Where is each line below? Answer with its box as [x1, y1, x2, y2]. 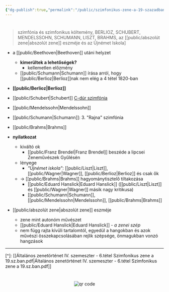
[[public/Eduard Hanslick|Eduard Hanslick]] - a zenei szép [20, 222, 141, 228]
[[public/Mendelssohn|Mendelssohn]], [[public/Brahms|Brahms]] [27, 197, 162, 203]
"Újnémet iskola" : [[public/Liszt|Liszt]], [27, 165, 108, 171]
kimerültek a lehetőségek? [20, 59, 77, 65]
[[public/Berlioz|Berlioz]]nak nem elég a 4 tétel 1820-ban [20, 75, 138, 81]
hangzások [20, 238, 43, 244]
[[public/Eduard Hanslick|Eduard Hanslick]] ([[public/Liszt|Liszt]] [27, 181, 162, 187]
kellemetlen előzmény [27, 64, 73, 70]
